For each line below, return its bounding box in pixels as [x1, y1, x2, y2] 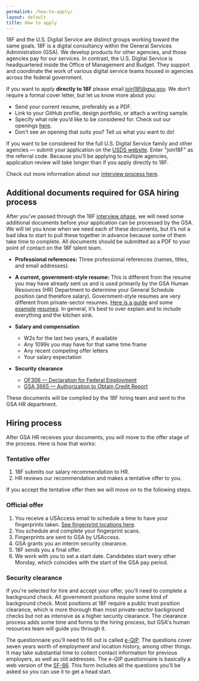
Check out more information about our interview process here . [6, 171, 159, 178]
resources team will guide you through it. [6, 625, 106, 632]
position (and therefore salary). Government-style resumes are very [14, 292, 181, 300]
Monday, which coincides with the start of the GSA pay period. [14, 559, 169, 566]
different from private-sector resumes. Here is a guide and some [14, 299, 173, 306]
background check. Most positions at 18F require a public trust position [6, 600, 180, 607]
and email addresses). [14, 262, 70, 269]
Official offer [6, 501, 43, 509]
